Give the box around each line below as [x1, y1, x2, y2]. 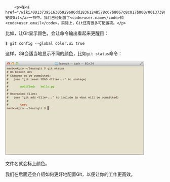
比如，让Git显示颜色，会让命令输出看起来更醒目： [5, 30, 109, 36]
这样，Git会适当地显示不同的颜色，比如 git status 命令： [5, 50, 123, 56]
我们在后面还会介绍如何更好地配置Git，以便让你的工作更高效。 [5, 171, 136, 177]
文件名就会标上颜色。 [5, 161, 50, 166]
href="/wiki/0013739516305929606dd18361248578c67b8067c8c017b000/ [5, 10, 148, 15]
